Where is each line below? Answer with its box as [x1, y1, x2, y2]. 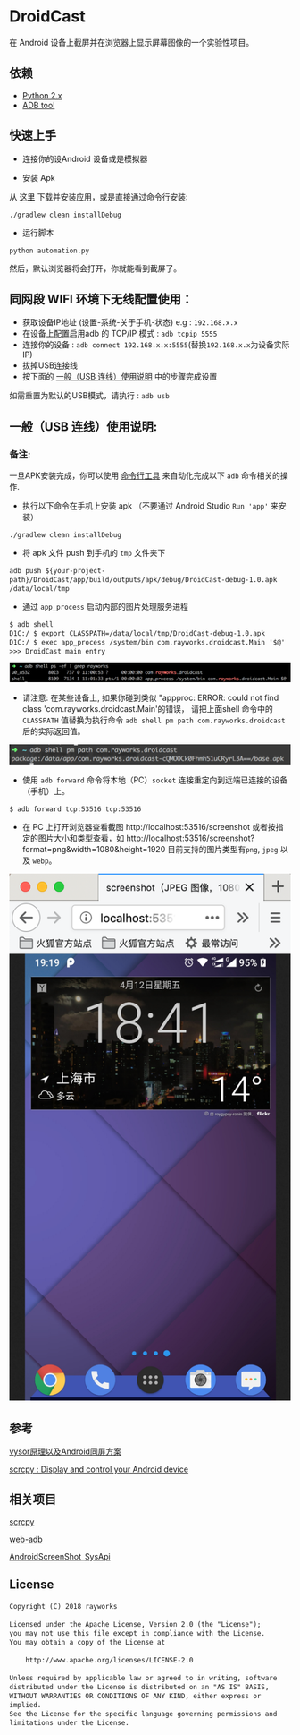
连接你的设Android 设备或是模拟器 [21, 153, 148, 164]
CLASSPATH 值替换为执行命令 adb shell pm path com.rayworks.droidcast [21, 714, 286, 726]
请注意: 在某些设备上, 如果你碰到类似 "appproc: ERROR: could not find [21, 692, 279, 704]
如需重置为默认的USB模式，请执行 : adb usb [9, 390, 170, 401]
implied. [9, 1700, 42, 1709]
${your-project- [45, 567, 105, 576]
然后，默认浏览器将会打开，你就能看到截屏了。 [9, 262, 181, 274]
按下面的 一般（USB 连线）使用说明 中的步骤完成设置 [21, 372, 218, 382]
